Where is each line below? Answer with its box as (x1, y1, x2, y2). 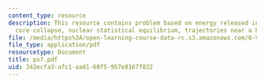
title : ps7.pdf (8, 56, 58, 64)
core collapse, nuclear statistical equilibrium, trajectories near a (15, 26, 252, 34)
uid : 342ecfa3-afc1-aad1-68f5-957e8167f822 (8, 63, 154, 71)
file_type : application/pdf (8, 41, 101, 49)
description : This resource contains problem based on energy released (8, 19, 248, 27)
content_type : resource (8, 11, 87, 20)
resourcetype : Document (8, 48, 87, 56)
